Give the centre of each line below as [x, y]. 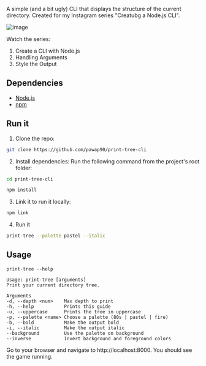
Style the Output [36, 64]
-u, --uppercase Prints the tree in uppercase [74, 312]
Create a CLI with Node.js [48, 51]
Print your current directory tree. [53, 285]
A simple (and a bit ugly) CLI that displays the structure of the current [94, 9]
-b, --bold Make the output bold [63, 323]
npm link [17, 213]
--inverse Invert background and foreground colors [89, 338]
